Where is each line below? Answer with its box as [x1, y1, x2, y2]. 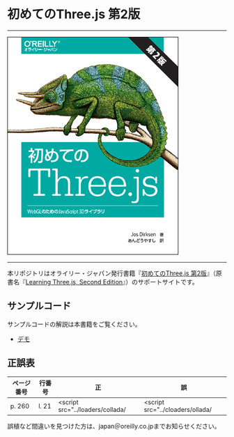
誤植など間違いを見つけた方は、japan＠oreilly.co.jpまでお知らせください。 [7, 422, 221, 430]
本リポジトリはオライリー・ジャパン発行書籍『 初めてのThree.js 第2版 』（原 [7, 269, 222, 277]
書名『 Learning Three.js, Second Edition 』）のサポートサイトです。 [7, 277, 198, 286]
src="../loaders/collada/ [58, 406, 127, 414]
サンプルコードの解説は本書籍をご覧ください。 [7, 320, 141, 328]
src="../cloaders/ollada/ [143, 406, 212, 414]
